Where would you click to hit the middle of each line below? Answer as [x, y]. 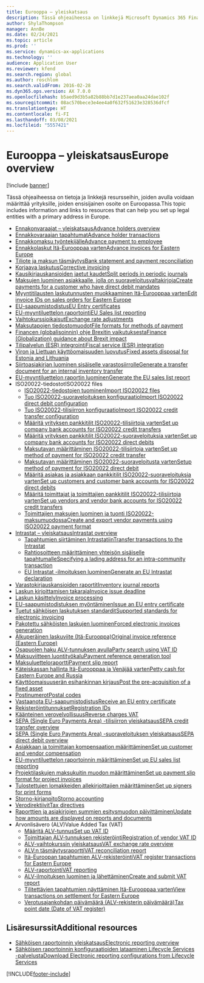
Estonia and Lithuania [42, 358]
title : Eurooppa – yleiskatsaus [47, 12]
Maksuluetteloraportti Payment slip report [66, 663]
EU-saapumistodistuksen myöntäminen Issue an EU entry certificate [100, 604]
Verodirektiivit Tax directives [50, 805]
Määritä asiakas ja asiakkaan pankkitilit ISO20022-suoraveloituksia [107, 475]
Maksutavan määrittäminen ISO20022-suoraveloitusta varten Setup [108, 462]
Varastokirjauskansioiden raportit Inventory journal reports [87, 585]
